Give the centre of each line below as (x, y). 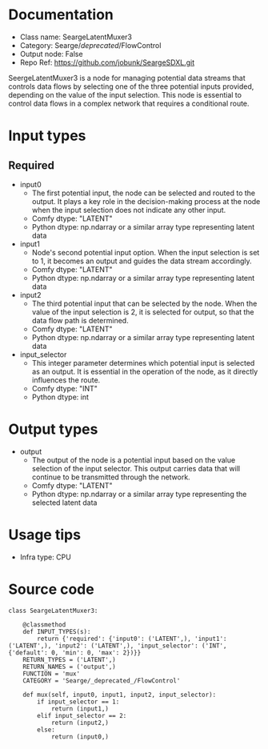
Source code (51, 589)
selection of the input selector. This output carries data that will (136, 468)
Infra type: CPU (46, 557)
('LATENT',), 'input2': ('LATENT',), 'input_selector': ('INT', (118, 646)
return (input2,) (80, 723)
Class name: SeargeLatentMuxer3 (76, 37)
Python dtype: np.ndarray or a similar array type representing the (139, 494)
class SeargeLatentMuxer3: (53, 611)
